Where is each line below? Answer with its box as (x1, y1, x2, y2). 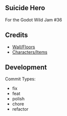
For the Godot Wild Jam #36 (5, 17, 62, 22)
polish (12, 96, 25, 102)
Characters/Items (12, 49, 47, 55)
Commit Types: (5, 76, 36, 82)
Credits (5, 31, 28, 39)
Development (5, 63, 47, 72)
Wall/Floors (12, 44, 35, 50)
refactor (12, 106, 28, 112)
